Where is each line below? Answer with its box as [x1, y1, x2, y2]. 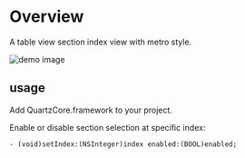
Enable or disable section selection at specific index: [9, 122, 206, 133]
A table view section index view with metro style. [9, 36, 192, 47]
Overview [9, 6, 84, 27]
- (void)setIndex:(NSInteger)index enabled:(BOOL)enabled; [9, 139, 238, 149]
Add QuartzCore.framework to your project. [9, 104, 172, 115]
